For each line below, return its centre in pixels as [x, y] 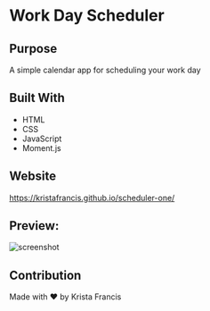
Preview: [34, 226]
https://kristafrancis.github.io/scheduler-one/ [92, 198]
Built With [37, 98]
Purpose [33, 49]
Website [32, 177]
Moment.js [41, 147]
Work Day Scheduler [87, 16]
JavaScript [42, 139]
